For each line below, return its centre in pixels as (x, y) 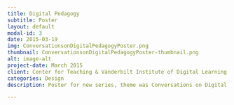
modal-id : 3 (25, 33)
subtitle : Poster (33, 20)
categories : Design (36, 78)
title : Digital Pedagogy (43, 14)
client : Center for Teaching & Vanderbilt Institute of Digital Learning (117, 72)
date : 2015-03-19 (33, 40)
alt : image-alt (29, 59)
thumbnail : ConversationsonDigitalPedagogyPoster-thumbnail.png (103, 53)
